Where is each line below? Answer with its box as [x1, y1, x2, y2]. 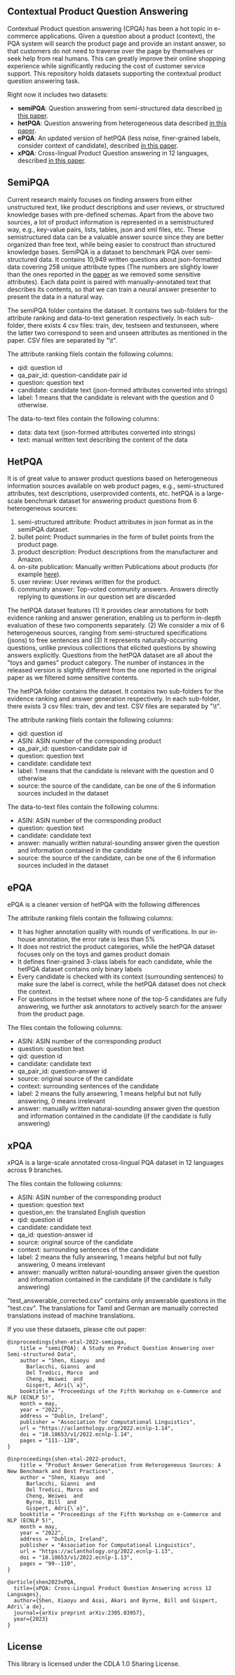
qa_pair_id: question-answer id [17, 1067, 107, 1076]
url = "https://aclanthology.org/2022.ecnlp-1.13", [20, 1548, 174, 1555]
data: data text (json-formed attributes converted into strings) [17, 428, 196, 436]
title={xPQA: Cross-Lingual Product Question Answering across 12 [13, 1585, 212, 1592]
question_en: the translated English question [17, 1208, 146, 1216]
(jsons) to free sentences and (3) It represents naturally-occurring [7, 636, 198, 644]
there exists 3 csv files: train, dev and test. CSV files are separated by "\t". [7, 702, 222, 711]
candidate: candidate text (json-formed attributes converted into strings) [17, 386, 228, 394]
